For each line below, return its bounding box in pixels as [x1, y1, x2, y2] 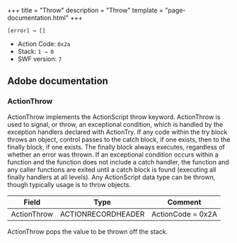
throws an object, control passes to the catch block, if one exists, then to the [7, 135, 231, 144]
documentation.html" [7, 13, 69, 22]
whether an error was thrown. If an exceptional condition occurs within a [7, 150, 219, 159]
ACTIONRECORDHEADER [59, 209, 145, 219]
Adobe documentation [7, 75, 108, 87]
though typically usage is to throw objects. [7, 180, 132, 188]
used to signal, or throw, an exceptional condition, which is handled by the [7, 120, 224, 128]
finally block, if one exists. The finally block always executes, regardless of [7, 142, 225, 151]
